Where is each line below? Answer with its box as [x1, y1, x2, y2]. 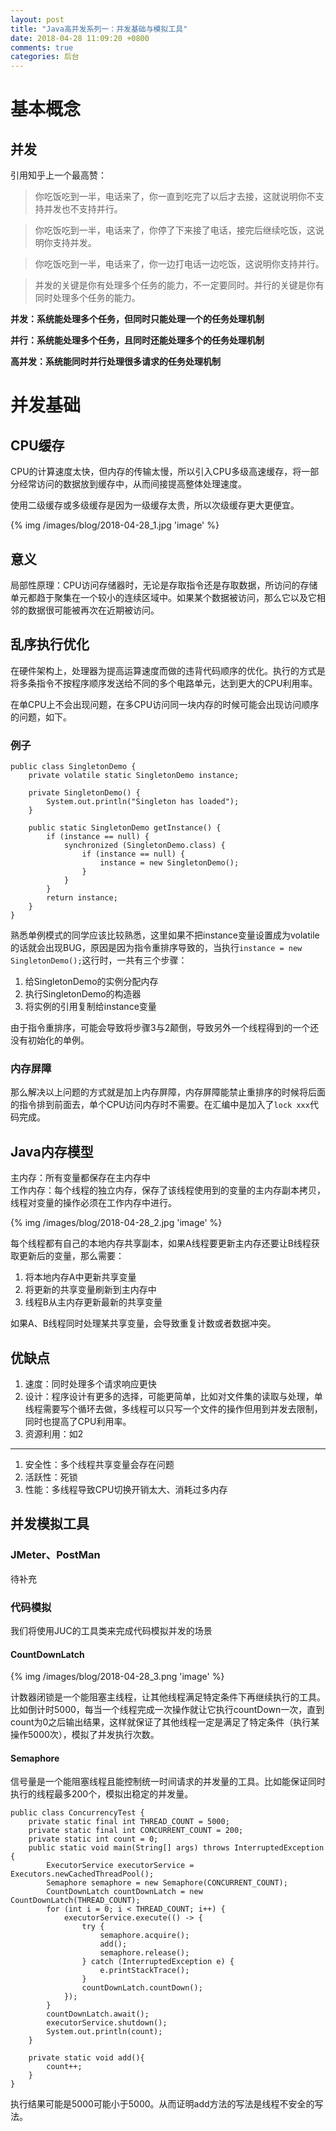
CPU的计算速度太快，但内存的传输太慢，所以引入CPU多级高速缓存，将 [10, 466, 302, 478]
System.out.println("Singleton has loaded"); [46, 797, 240, 807]
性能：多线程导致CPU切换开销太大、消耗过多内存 [24, 1483, 228, 1495]
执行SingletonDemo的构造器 [24, 988, 142, 1000]
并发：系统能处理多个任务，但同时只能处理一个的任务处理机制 [10, 313, 265, 325]
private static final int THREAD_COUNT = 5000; [28, 1817, 230, 1827]
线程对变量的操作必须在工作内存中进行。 [10, 1197, 177, 1209]
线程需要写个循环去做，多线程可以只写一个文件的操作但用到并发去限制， [24, 1402, 323, 1415]
